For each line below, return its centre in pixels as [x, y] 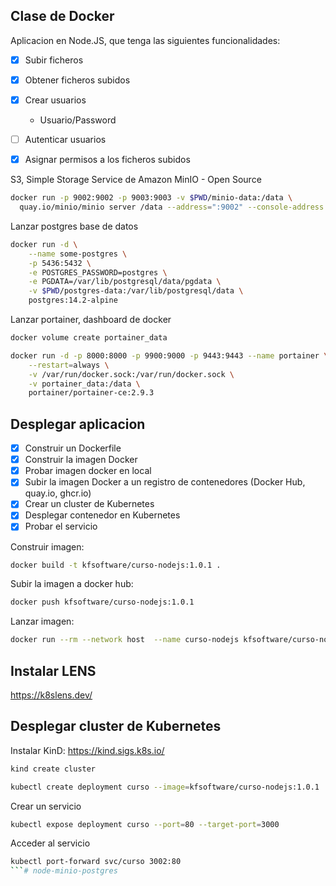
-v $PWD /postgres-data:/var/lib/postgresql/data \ [136, 291]
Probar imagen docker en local [88, 471]
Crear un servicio [46, 806]
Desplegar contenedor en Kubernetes [102, 515]
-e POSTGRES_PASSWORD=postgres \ [98, 272]
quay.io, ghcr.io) [58, 493]
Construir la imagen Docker [81, 460]
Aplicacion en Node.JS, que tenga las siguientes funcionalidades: [145, 40]
